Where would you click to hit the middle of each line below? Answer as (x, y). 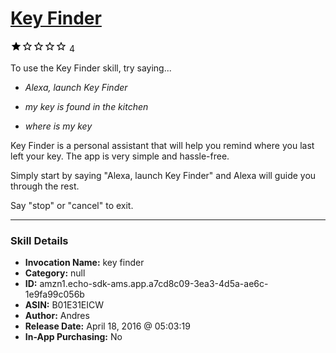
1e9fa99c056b (54, 294)
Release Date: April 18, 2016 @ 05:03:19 (107, 326)
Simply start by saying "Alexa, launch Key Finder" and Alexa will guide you (163, 175)
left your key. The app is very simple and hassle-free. (120, 156)
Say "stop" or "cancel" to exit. (72, 205)
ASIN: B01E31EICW (64, 305)
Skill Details (39, 240)
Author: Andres (57, 316)
